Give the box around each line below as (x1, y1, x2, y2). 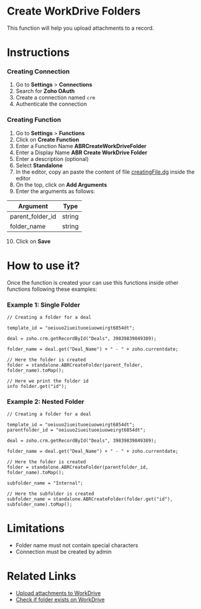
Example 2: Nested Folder (7, 397, 84, 406)
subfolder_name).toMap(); (7, 502, 72, 508)
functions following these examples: (7, 285, 98, 293)
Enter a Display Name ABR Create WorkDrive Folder (15, 149, 148, 156)
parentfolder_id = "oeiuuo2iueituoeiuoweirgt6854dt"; (7, 427, 146, 434)
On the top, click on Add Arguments (15, 181, 107, 188)
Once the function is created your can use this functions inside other (7, 279, 179, 286)
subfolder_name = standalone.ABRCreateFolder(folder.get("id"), (7, 496, 173, 502)
